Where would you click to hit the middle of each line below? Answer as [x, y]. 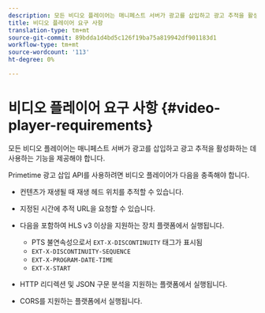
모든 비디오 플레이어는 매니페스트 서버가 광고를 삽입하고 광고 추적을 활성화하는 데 [132, 148]
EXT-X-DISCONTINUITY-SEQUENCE [81, 251]
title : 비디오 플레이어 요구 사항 [56, 23]
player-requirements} [81, 125]
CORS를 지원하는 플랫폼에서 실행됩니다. [81, 300]
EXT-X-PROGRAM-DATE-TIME [72, 260]
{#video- [190, 108]
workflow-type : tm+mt [44, 45]
